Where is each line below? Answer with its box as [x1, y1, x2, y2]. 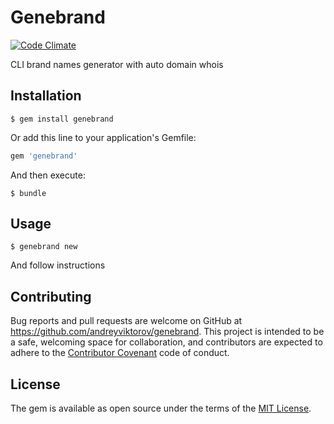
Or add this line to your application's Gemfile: [10, 131, 197, 143]
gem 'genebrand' [10, 151, 78, 161]
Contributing [10, 288, 92, 305]
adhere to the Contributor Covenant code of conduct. [10, 347, 230, 359]
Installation [10, 87, 82, 105]
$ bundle [10, 188, 47, 198]
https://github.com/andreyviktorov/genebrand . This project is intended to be [10, 326, 325, 338]
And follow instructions [10, 259, 106, 271]
